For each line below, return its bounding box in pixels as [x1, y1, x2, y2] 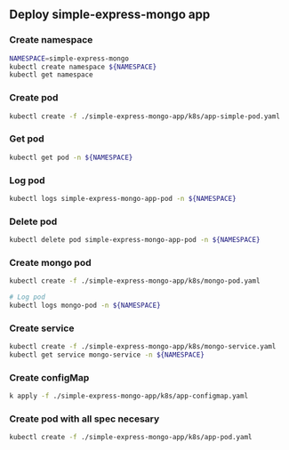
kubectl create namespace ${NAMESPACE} [9, 62, 157, 71]
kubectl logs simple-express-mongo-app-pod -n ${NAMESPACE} [9, 194, 237, 203]
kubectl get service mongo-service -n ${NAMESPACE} [9, 350, 205, 359]
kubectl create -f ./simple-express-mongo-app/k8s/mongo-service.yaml [9, 342, 277, 351]
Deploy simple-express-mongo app [9, 7, 211, 22]
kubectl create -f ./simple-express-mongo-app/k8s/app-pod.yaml [9, 433, 253, 442]
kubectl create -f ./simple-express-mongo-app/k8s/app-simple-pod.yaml [9, 111, 280, 121]
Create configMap [9, 371, 90, 383]
